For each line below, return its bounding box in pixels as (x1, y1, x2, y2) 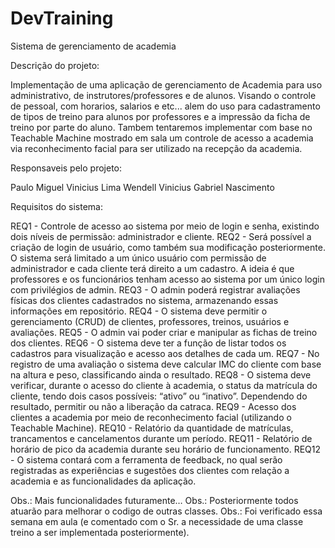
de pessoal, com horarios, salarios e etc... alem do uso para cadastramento (10, 100, 321, 112)
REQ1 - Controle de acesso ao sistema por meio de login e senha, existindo (10, 220, 320, 232)
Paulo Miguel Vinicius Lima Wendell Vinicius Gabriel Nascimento (10, 181, 275, 193)
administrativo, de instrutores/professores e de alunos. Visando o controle (10, 89, 317, 101)
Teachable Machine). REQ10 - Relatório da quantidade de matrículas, (10, 422, 294, 434)
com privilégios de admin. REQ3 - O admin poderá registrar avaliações (10, 283, 301, 296)
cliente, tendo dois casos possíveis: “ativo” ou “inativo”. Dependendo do (10, 390, 308, 402)
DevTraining (10, 7, 114, 30)
